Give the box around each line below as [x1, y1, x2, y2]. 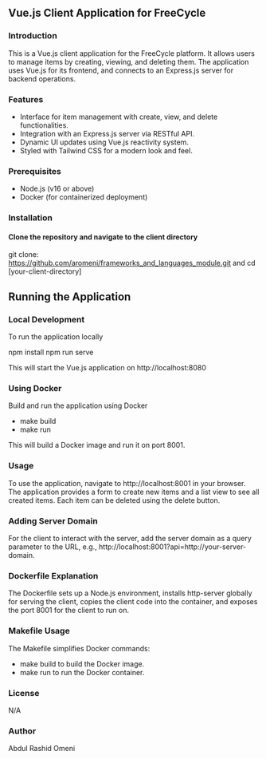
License [8, 687, 40, 698]
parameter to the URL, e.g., [8, 542, 97, 551]
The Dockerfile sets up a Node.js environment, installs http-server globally [8, 588, 252, 598]
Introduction [8, 30, 57, 42]
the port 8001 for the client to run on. [8, 606, 130, 615]
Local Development [8, 314, 85, 325]
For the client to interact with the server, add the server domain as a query [8, 533, 252, 543]
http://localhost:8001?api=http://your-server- [98, 542, 247, 551]
